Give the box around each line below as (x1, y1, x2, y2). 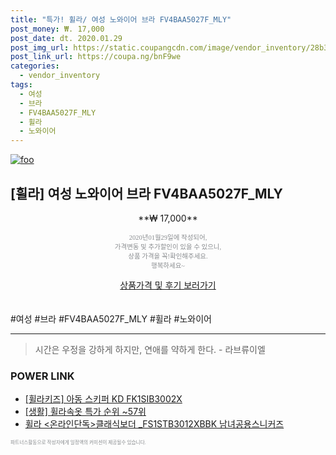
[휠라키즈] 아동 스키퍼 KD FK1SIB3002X (24, 393, 183, 405)
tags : (10, 80, 33, 90)
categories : (10, 61, 60, 71)
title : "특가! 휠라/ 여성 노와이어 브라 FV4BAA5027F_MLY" (10, 14, 232, 25)
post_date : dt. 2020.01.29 (10, 33, 123, 43)
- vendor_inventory (19, 71, 101, 81)
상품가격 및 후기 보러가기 (119, 279, 217, 291)
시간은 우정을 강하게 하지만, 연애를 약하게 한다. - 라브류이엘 (34, 343, 266, 355)
